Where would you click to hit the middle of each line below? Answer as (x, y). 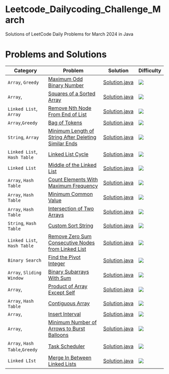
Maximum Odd (65, 79)
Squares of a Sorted (72, 93)
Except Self (62, 293)
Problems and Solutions (56, 55)
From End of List (67, 114)
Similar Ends (63, 144)
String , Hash (22, 223)
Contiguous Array (69, 303)
